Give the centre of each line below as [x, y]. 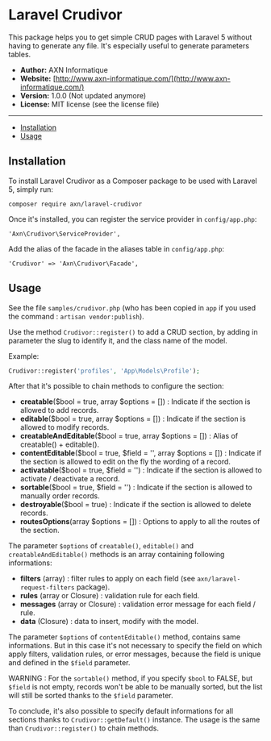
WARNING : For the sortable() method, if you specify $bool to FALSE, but [131, 678]
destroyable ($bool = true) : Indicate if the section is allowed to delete [135, 505]
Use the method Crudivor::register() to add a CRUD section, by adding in [133, 331]
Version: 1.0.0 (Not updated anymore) [83, 95]
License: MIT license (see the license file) [90, 104]
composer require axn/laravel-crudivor [75, 204]
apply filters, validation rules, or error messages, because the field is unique [135, 654]
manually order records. [60, 496]
